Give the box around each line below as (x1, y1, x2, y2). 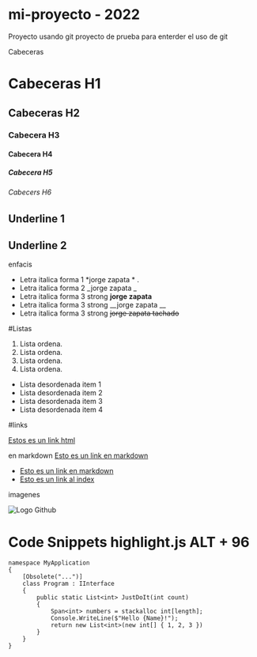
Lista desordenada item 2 (19, 388, 103, 398)
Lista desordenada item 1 (19, 379, 101, 389)
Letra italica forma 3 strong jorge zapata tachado (19, 308, 180, 318)
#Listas (8, 324, 32, 334)
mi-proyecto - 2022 (8, 6, 141, 24)
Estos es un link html (8, 436, 76, 445)
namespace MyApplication (8, 559, 90, 567)
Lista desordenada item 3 (19, 397, 103, 406)
